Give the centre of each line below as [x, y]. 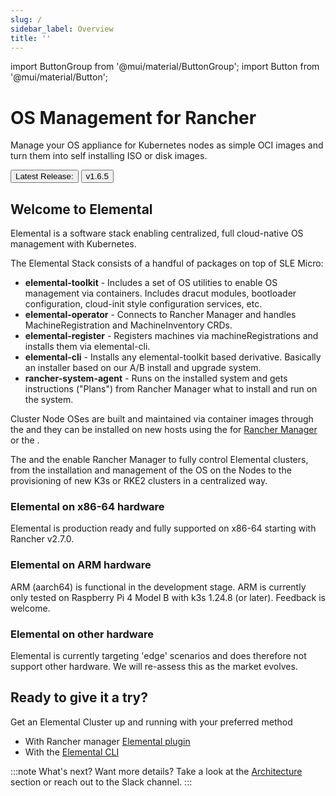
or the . [25, 440]
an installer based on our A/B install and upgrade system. [143, 368]
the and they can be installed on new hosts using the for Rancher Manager [164, 430]
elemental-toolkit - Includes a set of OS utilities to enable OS [151, 283]
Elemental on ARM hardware [81, 565]
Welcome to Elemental [81, 209]
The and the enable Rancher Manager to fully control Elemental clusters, [159, 460]
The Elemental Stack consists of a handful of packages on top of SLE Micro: [167, 263]
